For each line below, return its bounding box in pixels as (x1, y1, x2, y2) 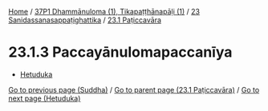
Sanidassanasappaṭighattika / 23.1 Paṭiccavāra (8, 15, 162, 25)
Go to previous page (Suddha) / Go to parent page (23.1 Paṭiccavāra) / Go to (8, 85, 260, 94)
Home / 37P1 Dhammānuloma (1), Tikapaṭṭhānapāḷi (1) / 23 (8, 7, 201, 16)
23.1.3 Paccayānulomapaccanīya (8, 43, 233, 61)
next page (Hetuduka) (8, 93, 81, 103)
